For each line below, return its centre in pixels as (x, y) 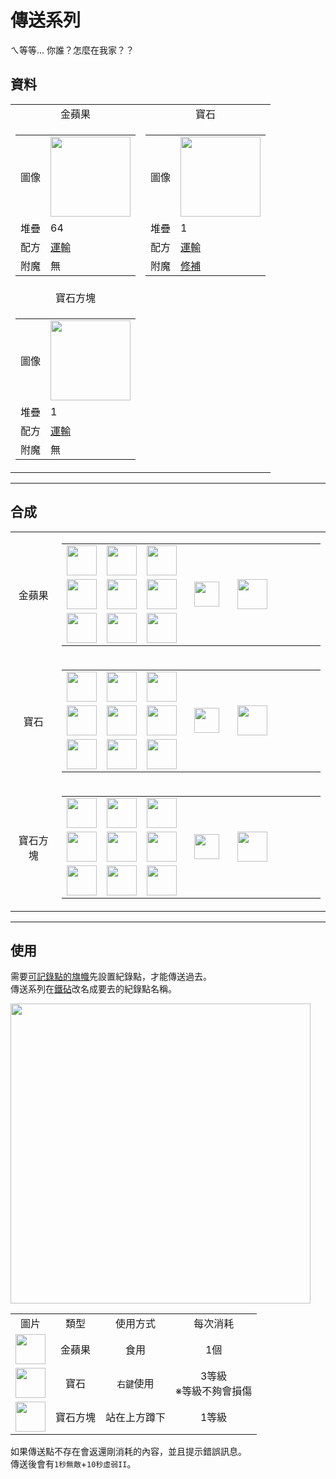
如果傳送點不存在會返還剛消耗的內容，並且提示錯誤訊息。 (128, 1452)
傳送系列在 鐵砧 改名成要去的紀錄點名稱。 (93, 989)
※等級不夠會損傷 (214, 1391)
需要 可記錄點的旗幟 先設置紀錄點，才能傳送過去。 (111, 977)
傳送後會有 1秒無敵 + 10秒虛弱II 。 (73, 1464)
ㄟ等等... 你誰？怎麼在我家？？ (72, 50)
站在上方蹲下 (136, 1418)
